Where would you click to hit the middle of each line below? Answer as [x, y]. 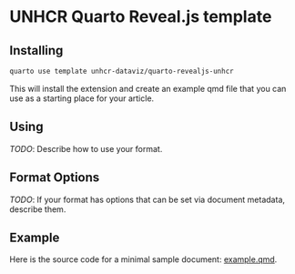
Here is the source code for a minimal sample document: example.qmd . [143, 259]
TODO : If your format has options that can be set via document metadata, [147, 199]
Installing [36, 51]
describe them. [38, 209]
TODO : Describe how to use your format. [86, 148]
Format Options [55, 178]
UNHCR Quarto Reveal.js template [141, 17]
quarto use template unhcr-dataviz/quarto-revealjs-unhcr [122, 71]
